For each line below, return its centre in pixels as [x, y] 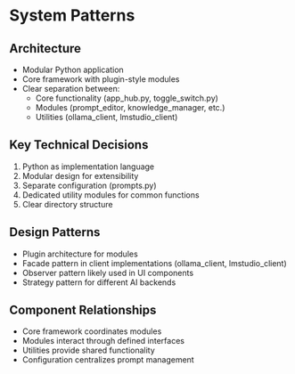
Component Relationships [83, 310]
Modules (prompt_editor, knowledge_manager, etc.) [130, 107]
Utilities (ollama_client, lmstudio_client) [107, 117]
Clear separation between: [71, 89]
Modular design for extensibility [80, 175]
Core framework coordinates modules [92, 331]
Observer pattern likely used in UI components [108, 272]
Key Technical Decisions [79, 145]
